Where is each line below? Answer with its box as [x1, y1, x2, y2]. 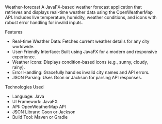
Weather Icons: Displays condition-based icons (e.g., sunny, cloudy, [12, 59, 148, 65]
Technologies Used [5, 84, 44, 89]
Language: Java [12, 93, 45, 99]
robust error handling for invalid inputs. [5, 19, 83, 25]
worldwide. [12, 44, 35, 49]
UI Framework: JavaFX [12, 99, 58, 104]
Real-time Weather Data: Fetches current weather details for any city [12, 38, 149, 44]
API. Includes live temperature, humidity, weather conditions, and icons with [5, 15, 157, 20]
